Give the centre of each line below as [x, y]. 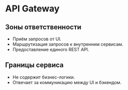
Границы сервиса [34, 65]
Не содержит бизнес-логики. [43, 77]
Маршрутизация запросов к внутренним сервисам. [68, 44]
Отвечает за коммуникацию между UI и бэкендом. [67, 82]
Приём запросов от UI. [37, 39]
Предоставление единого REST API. [51, 49]
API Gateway [32, 9]
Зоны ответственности [43, 27]
